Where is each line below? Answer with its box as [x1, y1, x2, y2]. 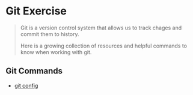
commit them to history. [20, 30, 79, 37]
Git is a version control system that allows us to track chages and [20, 24, 182, 31]
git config [14, 82, 38, 89]
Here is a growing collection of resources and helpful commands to [20, 42, 188, 49]
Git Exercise [5, 4, 67, 18]
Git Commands [5, 66, 63, 76]
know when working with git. [20, 48, 92, 55]
